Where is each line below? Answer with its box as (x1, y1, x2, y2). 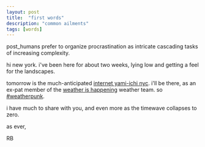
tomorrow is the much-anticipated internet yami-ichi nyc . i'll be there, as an (6, 80, 196, 87)
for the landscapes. (6, 68, 55, 75)
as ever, (6, 123, 26, 130)
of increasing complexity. (6, 50, 70, 57)
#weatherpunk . (6, 92, 45, 100)
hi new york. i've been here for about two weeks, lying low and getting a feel (6, 61, 199, 69)
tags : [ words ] (6, 26, 43, 32)
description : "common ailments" (6, 20, 89, 26)
